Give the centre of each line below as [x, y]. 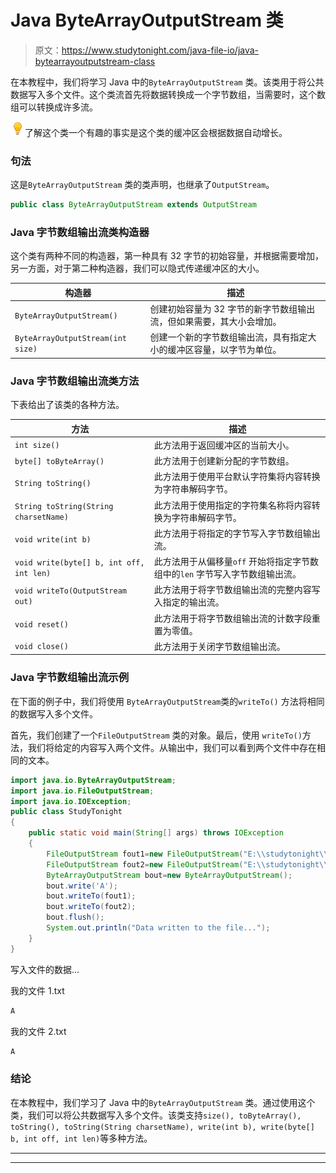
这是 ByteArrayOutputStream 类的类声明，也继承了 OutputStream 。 [142, 185]
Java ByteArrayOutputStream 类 [147, 20]
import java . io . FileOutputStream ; [82, 791]
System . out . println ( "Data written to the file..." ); [158, 928]
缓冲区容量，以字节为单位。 [224, 350]
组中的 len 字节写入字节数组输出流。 [227, 574]
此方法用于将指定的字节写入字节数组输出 [237, 533]
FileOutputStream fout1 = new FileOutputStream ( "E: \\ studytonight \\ [187, 854]
